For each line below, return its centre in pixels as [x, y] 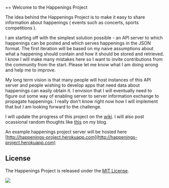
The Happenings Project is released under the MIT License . [67, 171]
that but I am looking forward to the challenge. [53, 107]
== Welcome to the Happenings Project [46, 7]
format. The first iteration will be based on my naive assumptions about [79, 48]
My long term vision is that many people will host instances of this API [78, 80]
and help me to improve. [31, 70]
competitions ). [21, 28]
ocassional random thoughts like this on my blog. [56, 122]
